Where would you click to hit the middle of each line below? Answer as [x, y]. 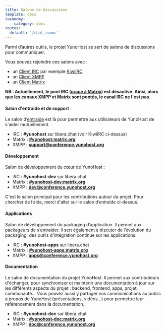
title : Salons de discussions [36, 10]
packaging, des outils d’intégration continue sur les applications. [71, 235]
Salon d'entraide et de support [37, 108]
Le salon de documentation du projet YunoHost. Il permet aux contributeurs [82, 277]
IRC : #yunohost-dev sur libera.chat [49, 177]
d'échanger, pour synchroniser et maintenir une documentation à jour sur [80, 283]
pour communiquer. [25, 52]
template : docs [21, 14]
